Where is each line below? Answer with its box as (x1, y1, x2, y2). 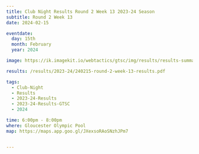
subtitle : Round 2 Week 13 (6, 14, 73, 20)
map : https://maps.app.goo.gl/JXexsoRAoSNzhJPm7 (6, 128, 129, 134)
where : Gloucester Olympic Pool (6, 123, 86, 129)
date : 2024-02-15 (6, 20, 49, 25)
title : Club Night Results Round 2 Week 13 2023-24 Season (6, 8, 155, 15)
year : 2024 (11, 47, 38, 53)
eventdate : (6, 30, 33, 36)
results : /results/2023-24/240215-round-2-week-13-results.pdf (6, 68, 166, 74)
